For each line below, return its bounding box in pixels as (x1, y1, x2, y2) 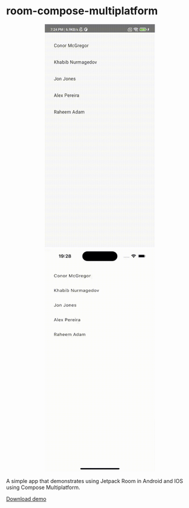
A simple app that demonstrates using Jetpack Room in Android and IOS (6, 477, 183, 484)
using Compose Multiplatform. (6, 484, 80, 491)
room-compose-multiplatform (6, 4, 158, 18)
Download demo (6, 495, 46, 502)
